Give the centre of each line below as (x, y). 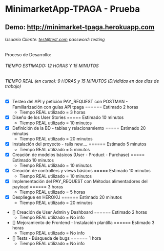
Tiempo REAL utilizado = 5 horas (52, 192)
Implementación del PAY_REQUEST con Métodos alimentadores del (80, 181)
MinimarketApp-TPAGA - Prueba (72, 9)
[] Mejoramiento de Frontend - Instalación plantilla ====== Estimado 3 (83, 223)
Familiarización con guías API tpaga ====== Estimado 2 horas (75, 107)
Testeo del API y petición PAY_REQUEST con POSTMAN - (70, 101)
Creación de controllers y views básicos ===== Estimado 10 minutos (81, 170)
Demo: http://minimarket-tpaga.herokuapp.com (80, 27)
